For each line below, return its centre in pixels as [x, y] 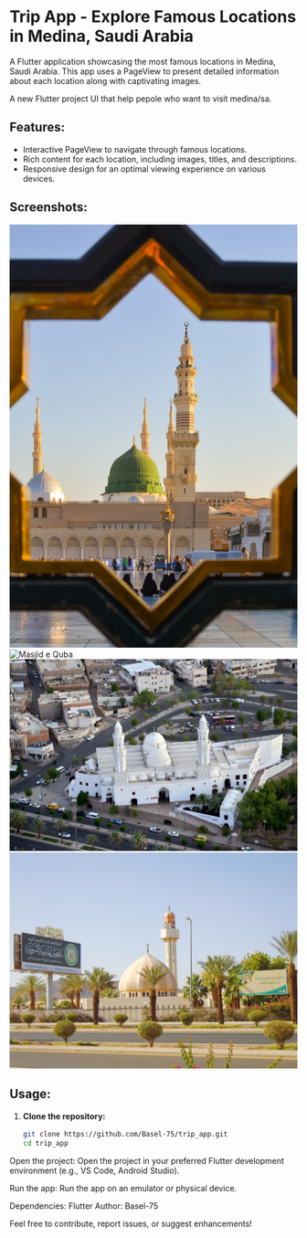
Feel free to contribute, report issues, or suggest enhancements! [131, 1224]
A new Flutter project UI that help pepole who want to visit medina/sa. [141, 99]
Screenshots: [49, 207]
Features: [37, 127]
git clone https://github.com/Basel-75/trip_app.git [125, 1134]
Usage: [31, 1094]
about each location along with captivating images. [106, 80]
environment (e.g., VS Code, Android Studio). [95, 1170]
